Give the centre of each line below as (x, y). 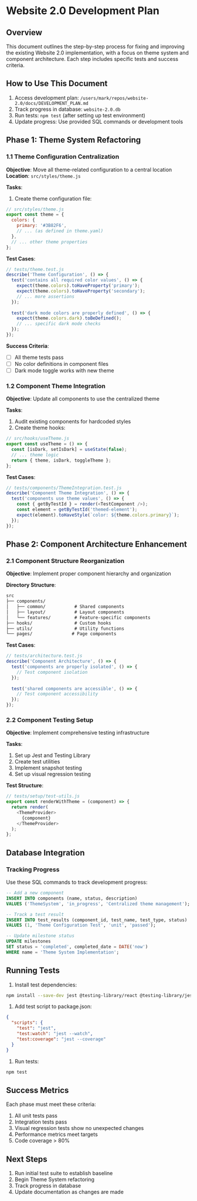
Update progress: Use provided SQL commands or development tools (99, 121)
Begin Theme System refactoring (55, 1179)
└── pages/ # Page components (61, 634)
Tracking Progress (33, 869)
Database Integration (45, 852)
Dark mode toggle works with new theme (64, 370)
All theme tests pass (39, 357)
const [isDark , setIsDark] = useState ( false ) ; (69, 450)
